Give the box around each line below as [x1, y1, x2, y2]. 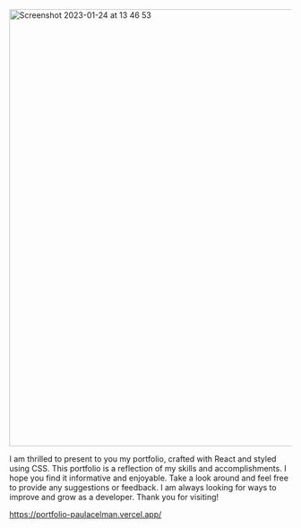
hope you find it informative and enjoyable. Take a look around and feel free [9, 472, 289, 483]
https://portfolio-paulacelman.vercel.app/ [9, 509, 162, 519]
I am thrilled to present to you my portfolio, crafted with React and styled [9, 454, 277, 464]
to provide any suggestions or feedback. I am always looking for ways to [9, 482, 277, 492]
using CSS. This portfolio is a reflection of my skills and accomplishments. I [9, 463, 287, 473]
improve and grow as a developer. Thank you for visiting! [9, 492, 219, 502]
